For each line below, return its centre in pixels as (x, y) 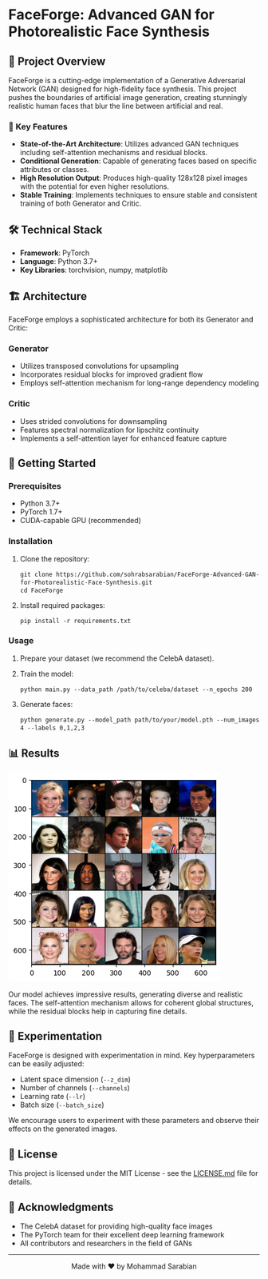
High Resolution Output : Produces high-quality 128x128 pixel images (134, 178)
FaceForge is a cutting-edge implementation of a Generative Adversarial (127, 80)
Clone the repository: (55, 558)
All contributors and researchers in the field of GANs (106, 1243)
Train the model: (47, 673)
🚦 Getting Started (52, 463)
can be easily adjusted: (46, 1064)
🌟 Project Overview (57, 61)
